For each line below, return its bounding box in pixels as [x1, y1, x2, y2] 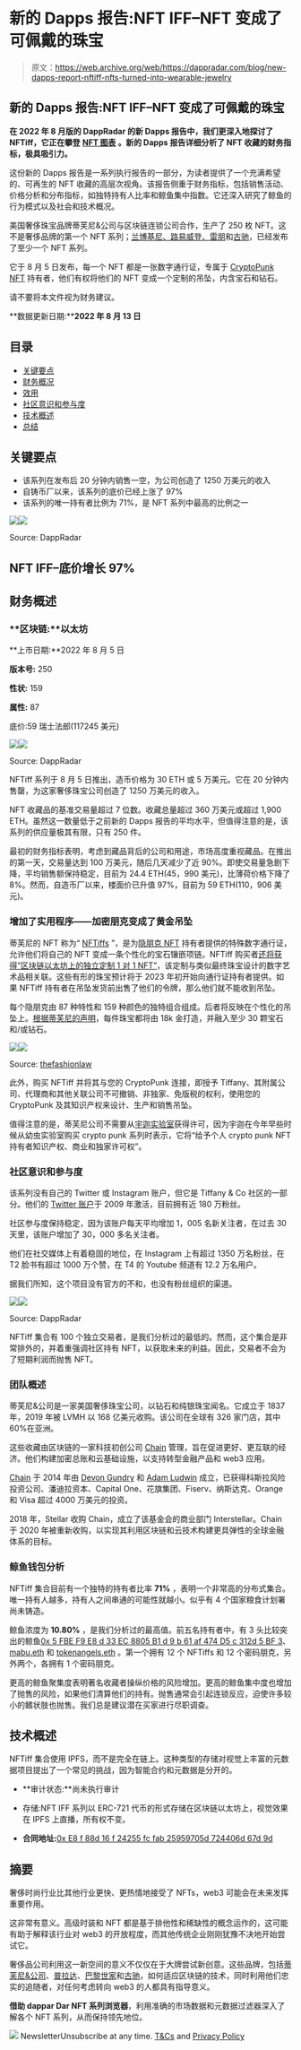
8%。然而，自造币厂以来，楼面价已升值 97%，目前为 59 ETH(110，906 [9, 879, 272, 890]
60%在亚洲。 [9, 1423, 59, 1434]
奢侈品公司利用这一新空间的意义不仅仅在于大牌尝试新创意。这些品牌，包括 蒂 [9, 1959, 292, 1970]
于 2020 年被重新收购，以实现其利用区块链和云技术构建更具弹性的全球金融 [9, 1525, 285, 1535]
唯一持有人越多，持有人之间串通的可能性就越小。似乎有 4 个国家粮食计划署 [9, 1594, 286, 1605]
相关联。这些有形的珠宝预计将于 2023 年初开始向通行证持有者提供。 [24, 971, 277, 982]
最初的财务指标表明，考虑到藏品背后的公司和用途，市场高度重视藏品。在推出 [9, 846, 292, 857]
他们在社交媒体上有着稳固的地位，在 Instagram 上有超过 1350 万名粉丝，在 [9, 1248, 285, 1259]
